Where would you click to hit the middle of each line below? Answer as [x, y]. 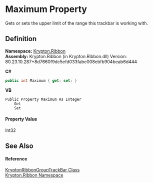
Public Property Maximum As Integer [43, 99]
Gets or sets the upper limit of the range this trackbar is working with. [77, 23]
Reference [16, 158]
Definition [21, 39]
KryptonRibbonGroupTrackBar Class [42, 170]
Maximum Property [46, 9]
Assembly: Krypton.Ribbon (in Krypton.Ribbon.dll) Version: [66, 56]
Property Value [21, 119]
